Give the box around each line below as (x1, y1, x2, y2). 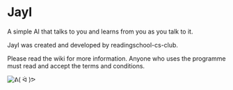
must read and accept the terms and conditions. (7, 61, 145, 70)
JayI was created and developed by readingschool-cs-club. (7, 40, 179, 49)
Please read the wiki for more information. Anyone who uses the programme (7, 54, 226, 63)
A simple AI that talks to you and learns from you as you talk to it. (7, 27, 193, 36)
